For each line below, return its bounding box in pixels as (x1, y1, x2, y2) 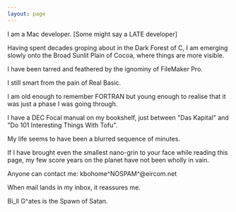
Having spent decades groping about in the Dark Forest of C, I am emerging (7, 43, 228, 52)
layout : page (7, 10, 46, 18)
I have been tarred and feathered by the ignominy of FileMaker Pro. (7, 64, 203, 73)
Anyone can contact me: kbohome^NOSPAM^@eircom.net (7, 169, 177, 177)
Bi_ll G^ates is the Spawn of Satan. (7, 196, 108, 205)
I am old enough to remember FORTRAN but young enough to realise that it (7, 92, 226, 100)
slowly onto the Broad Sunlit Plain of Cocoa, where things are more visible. (7, 51, 225, 59)
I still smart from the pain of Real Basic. (7, 78, 122, 87)
